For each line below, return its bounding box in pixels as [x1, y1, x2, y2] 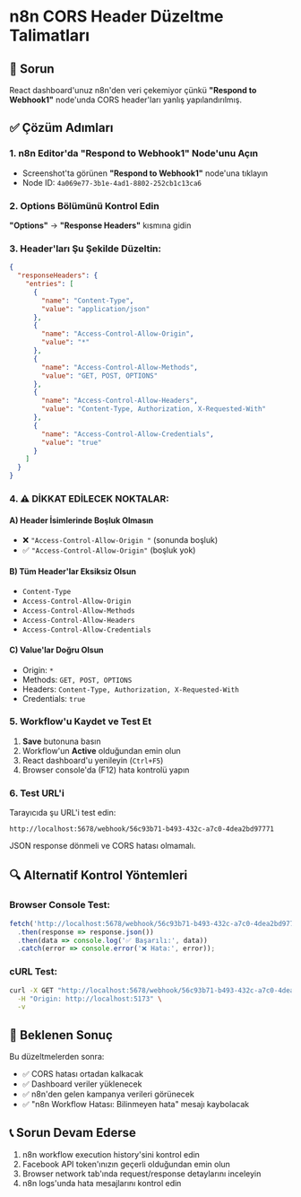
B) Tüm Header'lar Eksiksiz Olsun [9, 565, 137, 576]
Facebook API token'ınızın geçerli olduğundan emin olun [21, 1158, 231, 1169]
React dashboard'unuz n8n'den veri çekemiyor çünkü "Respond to [9, 85, 257, 95]
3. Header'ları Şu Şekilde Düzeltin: [9, 242, 161, 255]
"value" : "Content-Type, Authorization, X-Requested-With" [41, 405, 267, 414]
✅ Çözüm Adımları [9, 120, 114, 135]
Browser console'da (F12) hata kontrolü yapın [21, 765, 190, 775]
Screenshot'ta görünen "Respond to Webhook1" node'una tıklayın [21, 168, 269, 179]
